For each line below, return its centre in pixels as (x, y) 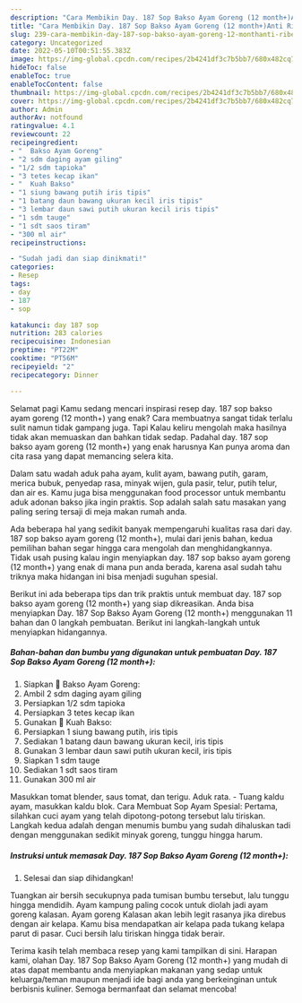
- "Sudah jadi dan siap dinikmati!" (78, 259)
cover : (22, 101)
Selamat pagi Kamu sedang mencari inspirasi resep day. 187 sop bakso (141, 408)
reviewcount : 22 (40, 134)
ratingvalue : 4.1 (43, 126)
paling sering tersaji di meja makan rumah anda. (99, 511)
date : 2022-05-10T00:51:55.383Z (70, 51)
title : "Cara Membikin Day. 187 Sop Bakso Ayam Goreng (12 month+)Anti (147, 26)
